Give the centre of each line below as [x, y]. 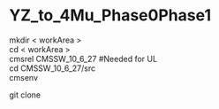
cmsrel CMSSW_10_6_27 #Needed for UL [83, 58]
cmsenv [23, 77]
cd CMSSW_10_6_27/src [53, 68]
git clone [25, 95]
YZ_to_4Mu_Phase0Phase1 [110, 16]
